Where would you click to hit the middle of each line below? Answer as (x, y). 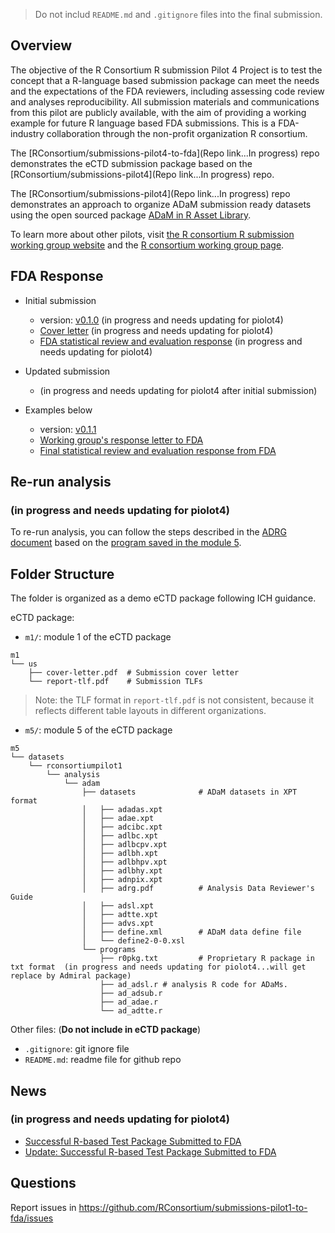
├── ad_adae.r (129, 1002)
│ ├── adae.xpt (118, 819)
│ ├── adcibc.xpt (122, 827)
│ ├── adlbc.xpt (120, 836)
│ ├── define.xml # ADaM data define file (191, 932)
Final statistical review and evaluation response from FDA (158, 450)
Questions (43, 1183)
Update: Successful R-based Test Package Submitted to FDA (150, 1151)
